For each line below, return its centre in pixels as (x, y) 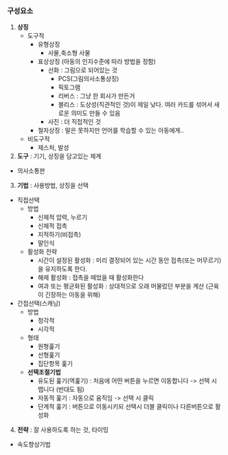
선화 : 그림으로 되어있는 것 (83, 70)
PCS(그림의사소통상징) (89, 79)
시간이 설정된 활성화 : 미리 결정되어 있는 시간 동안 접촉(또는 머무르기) (129, 260)
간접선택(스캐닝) (39, 304)
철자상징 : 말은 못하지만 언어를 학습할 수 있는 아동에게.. (111, 130)
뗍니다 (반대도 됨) (61, 390)
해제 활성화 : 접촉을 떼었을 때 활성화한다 (91, 277)
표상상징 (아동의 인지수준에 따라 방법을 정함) (97, 62)
